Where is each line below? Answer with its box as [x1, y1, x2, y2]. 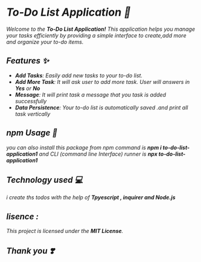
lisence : [6, 211, 39, 222]
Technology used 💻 [6, 174, 83, 185]
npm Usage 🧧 [6, 128, 58, 138]
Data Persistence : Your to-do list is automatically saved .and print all [14, 104, 188, 111]
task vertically [14, 110, 51, 117]
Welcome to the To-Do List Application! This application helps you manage [6, 25, 195, 33]
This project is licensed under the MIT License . [6, 228, 124, 235]
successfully [14, 97, 47, 104]
